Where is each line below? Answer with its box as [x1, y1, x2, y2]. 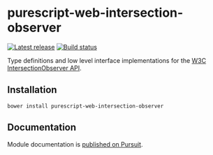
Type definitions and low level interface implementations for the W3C [7, 56, 207, 64]
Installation [7, 84, 57, 96]
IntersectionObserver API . [7, 64, 82, 72]
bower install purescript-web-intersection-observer [7, 103, 164, 110]
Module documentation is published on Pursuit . [7, 140, 143, 148]
